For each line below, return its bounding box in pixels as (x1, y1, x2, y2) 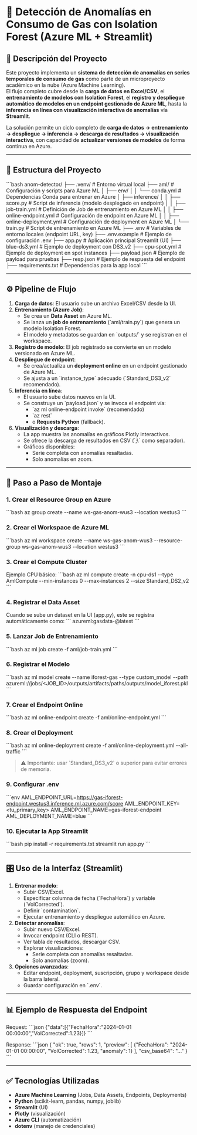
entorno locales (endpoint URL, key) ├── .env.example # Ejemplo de (6, 230, 172, 237)
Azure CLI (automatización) (14, 1116, 82, 1123)
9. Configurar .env (6, 780, 60, 789)
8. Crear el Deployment (6, 729, 73, 737)
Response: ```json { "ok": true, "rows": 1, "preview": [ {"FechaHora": (6, 1041, 169, 1048)
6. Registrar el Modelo (6, 660, 70, 668)
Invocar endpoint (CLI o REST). (23, 932, 98, 939)
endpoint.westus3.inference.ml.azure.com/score (6, 800, 124, 807)
